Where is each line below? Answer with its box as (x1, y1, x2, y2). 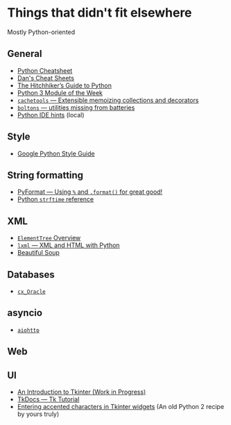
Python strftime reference (17, 195, 94, 203)
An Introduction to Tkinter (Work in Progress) (17, 387, 146, 397)
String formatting (7, 169, 84, 181)
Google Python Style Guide (17, 149, 95, 158)
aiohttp (17, 326, 40, 334)
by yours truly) (17, 410, 60, 418)
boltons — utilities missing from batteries (17, 103, 135, 112)
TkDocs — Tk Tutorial (17, 395, 80, 403)
